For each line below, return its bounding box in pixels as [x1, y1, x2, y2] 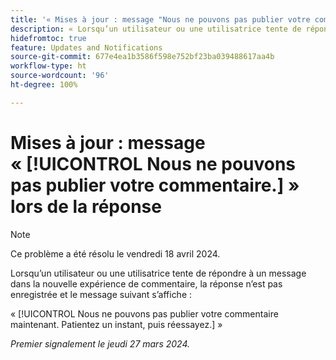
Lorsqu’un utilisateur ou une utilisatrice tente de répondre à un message [10, 267, 307, 279]
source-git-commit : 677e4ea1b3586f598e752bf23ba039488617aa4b [10, 52, 275, 62]
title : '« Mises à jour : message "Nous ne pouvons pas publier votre [10, 14, 311, 25]
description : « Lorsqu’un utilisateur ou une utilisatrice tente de [10, 24, 302, 34]
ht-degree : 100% [10, 80, 78, 90]
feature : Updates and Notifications [10, 42, 163, 53]
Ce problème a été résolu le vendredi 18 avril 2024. [10, 247, 221, 260]
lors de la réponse [10, 195, 162, 218]
